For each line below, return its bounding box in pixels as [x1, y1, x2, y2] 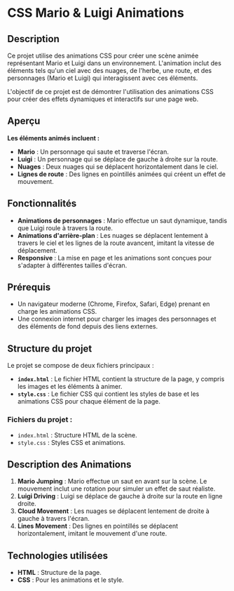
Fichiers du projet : [7, 415, 73, 425]
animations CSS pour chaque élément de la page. [17, 397, 161, 406]
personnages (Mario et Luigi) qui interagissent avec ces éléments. [7, 74, 198, 82]
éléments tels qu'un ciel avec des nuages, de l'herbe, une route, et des [7, 67, 212, 74]
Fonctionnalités [7, 198, 77, 210]
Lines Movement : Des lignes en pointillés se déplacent [17, 522, 179, 531]
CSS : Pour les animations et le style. [17, 576, 124, 584]
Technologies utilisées [7, 550, 109, 562]
